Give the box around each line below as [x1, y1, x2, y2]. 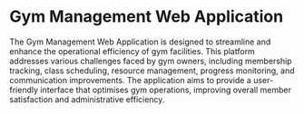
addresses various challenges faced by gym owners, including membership [9, 55, 292, 66]
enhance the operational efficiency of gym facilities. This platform [9, 45, 256, 56]
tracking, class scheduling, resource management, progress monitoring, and [9, 65, 295, 76]
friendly [9, 84, 39, 95]
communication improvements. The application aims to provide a [9, 74, 251, 85]
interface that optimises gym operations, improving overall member [40, 84, 292, 95]
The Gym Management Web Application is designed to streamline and [9, 36, 271, 47]
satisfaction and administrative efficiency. [9, 93, 165, 105]
